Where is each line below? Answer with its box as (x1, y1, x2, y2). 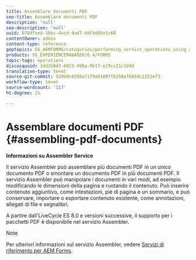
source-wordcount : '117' (6, 85, 66, 91)
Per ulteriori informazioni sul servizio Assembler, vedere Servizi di (6, 241, 164, 248)
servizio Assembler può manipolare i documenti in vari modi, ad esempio (6, 176, 181, 183)
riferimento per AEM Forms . (6, 247, 73, 254)
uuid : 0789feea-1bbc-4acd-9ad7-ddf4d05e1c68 (6, 30, 116, 36)
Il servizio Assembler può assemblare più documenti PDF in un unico (6, 163, 171, 170)
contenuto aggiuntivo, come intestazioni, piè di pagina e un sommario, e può (6, 188, 190, 195)
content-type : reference (6, 41, 66, 47)
